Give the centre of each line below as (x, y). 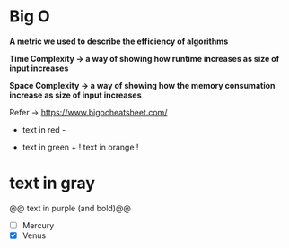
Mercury (38, 225)
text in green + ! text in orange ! (80, 147)
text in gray (53, 183)
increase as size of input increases (75, 95)
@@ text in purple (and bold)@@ (70, 208)
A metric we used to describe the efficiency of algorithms (119, 41)
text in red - (44, 129)
